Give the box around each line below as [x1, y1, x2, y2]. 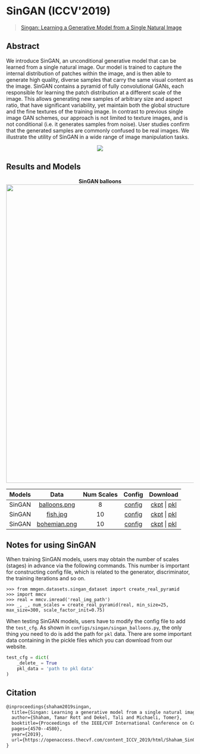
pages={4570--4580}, [11, 726, 62, 732]
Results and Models [6, 162, 82, 172]
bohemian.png [36, 519, 77, 528]
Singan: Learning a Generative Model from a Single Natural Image [20, 24, 182, 31]
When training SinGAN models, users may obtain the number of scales [6, 556, 179, 563]
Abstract [6, 41, 40, 51]
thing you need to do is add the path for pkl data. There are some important [6, 630, 192, 638]
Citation [6, 688, 37, 698]
